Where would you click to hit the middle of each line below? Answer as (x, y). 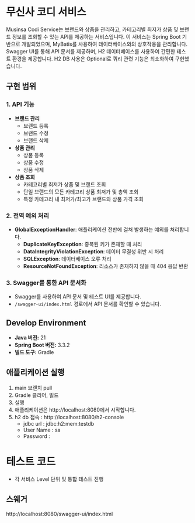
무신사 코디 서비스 (46, 12)
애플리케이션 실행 (35, 373)
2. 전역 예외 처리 (28, 216)
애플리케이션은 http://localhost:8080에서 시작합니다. (75, 410)
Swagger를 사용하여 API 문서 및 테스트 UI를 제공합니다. (78, 297)
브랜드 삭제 (36, 140)
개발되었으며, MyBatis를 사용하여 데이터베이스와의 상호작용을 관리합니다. (105, 44)
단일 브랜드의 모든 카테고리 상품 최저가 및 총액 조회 (81, 192)
